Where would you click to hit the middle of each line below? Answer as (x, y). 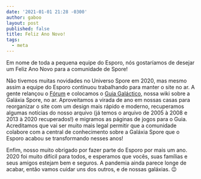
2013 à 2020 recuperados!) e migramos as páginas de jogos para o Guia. (97, 119)
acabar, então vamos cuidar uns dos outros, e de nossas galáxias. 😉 (92, 169)
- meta (20, 46)
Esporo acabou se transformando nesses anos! (65, 138)
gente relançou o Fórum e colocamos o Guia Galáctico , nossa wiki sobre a (98, 93)
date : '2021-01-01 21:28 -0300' (47, 12)
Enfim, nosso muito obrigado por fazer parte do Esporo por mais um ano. (97, 150)
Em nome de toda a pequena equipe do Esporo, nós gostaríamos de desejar (100, 62)
